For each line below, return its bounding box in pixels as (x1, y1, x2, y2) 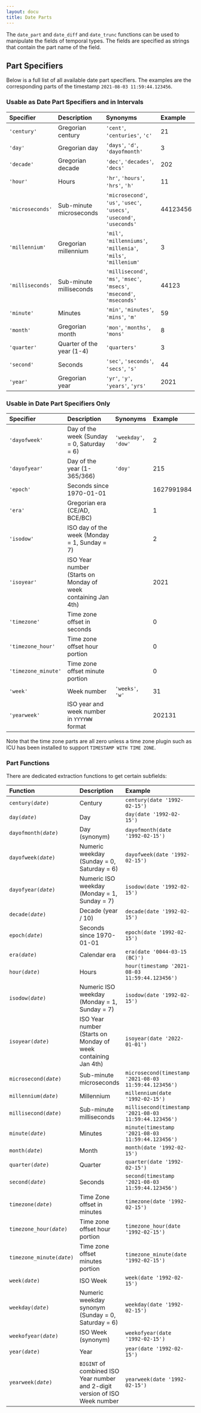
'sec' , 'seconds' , (105, 356, 154, 365)
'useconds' (105, 221, 137, 227)
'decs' (105, 164, 124, 171)
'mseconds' (105, 297, 137, 304)
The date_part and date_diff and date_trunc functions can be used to (6, 30, 179, 38)
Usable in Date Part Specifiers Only (6, 399, 111, 407)
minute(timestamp (125, 1124, 175, 1131)
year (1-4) (57, 347, 89, 355)
